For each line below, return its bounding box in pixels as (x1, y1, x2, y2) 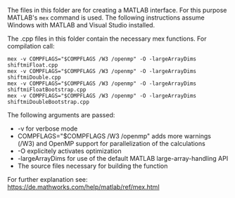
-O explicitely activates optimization (17, 147, 122, 155)
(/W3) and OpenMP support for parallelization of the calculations (17, 140, 205, 147)
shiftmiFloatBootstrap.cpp (7, 86, 87, 93)
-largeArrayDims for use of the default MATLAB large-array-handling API (17, 154, 229, 162)
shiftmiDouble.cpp (7, 74, 61, 81)
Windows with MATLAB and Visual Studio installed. (7, 21, 155, 29)
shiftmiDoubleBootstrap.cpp (7, 98, 90, 105)
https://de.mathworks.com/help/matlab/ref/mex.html (7, 183, 160, 191)
